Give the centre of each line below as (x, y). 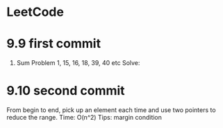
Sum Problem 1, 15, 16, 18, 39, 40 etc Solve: (78, 63)
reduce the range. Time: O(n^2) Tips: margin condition (84, 118)
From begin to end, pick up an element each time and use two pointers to (111, 110)
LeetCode (35, 12)
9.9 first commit (54, 44)
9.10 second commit (66, 91)
